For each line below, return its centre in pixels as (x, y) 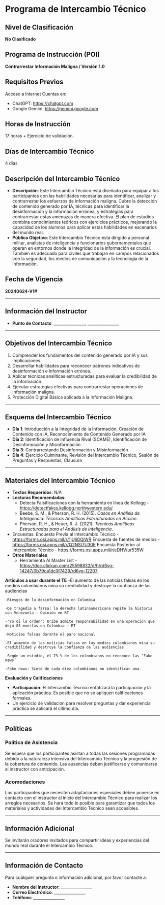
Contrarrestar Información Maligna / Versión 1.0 (55, 66)
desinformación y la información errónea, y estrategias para (73, 212)
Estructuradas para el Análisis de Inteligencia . (66, 529)
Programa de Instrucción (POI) (53, 54)
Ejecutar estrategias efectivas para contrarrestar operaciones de (78, 386)
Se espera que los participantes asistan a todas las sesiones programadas (80, 753)
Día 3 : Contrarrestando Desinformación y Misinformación (70, 450)
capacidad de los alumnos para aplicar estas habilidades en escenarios (84, 227)
